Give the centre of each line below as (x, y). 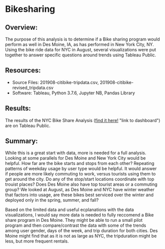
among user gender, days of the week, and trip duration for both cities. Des (82, 231)
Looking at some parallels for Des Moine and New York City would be (76, 158)
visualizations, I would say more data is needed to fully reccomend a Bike (80, 215)
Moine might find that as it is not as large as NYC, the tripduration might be (81, 236)
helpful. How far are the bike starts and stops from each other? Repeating (80, 164)
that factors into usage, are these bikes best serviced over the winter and (79, 195)
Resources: (23, 70)
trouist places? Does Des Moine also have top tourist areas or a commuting (81, 184)
